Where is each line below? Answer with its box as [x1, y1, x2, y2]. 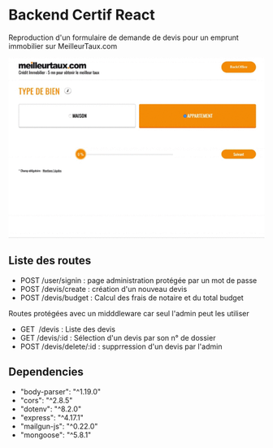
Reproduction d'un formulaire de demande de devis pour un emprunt [8, 33, 240, 42]
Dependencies [8, 365, 84, 379]
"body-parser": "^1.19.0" [19, 386, 102, 396]
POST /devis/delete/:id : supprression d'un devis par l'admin [19, 341, 223, 351]
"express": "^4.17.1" [19, 412, 84, 422]
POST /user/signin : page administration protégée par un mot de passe [19, 275, 258, 285]
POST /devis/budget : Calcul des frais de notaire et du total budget [19, 293, 244, 302]
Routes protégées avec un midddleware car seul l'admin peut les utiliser [8, 308, 249, 318]
